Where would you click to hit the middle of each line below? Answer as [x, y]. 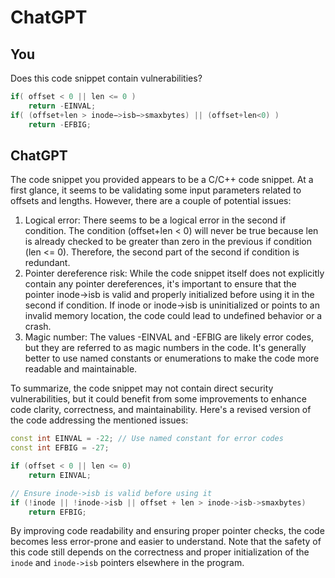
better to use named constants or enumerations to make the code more [172, 358]
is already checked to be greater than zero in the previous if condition [168, 242]
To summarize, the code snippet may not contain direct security [142, 388]
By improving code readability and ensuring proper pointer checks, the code [167, 531]
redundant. [47, 263]
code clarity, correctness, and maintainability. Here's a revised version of [161, 410]
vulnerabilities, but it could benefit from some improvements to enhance [158, 399]
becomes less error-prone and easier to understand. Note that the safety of [166, 542]
